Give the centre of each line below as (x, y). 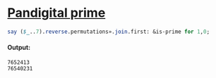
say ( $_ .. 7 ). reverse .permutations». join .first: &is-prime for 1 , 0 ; (109, 32)
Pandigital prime (56, 13)
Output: (19, 48)
